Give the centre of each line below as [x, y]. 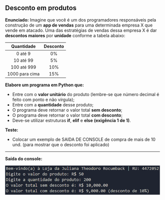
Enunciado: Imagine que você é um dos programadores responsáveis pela [81, 20]
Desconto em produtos [41, 8]
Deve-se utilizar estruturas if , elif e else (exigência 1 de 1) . [71, 120]
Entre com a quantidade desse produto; [53, 104]
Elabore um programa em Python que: [45, 85]
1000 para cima [24, 74]
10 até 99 [23, 60]
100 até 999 [23, 67]
